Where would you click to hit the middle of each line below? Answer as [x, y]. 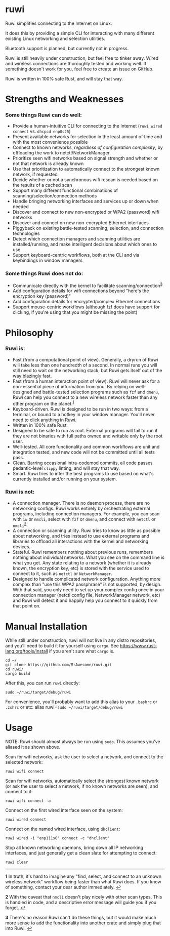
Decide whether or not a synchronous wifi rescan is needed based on [85, 180]
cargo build [18, 674]
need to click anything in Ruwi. [45, 420]
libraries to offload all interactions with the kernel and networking [80, 541]
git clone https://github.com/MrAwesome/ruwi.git [59, 665]
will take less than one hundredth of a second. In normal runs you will [85, 365]
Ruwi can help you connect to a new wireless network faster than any [85, 397]
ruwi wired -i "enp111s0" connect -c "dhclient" [57, 838]
